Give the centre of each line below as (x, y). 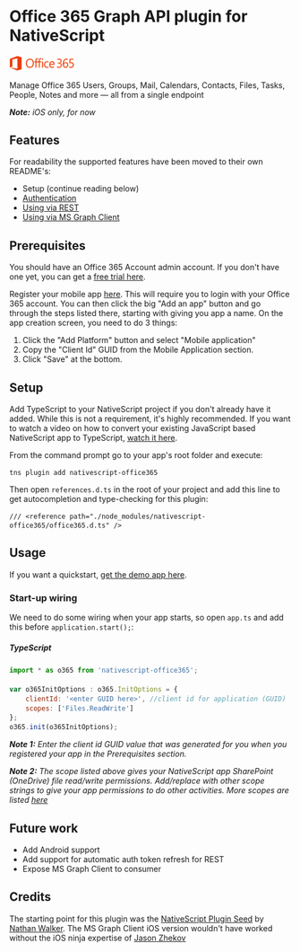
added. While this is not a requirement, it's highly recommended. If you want (150, 419)
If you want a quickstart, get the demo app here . (99, 574)
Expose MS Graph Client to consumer (92, 869)
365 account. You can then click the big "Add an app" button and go (135, 304)
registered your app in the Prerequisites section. (98, 754)
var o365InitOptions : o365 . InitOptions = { (94, 689)
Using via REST (51, 207)
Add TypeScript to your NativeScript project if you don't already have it (140, 409)
